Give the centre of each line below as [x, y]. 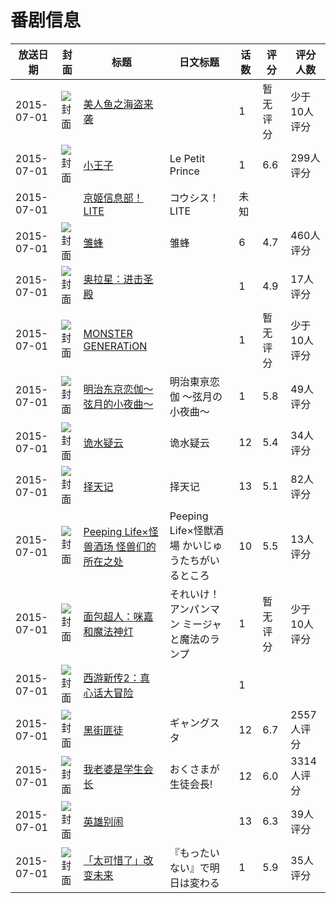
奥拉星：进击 [113, 279]
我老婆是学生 [113, 769]
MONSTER [108, 333]
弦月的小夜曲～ [118, 404]
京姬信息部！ [113, 198]
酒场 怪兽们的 [125, 546]
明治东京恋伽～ [118, 389]
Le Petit [187, 158]
